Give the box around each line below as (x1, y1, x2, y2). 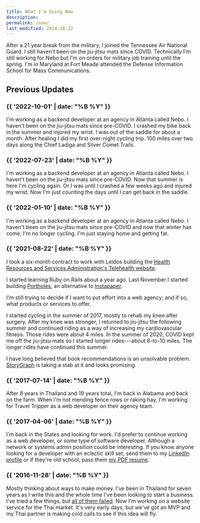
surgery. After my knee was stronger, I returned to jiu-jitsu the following (6, 318, 182, 325)
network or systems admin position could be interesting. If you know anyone (6, 444, 194, 451)
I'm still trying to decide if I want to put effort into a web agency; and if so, (6, 293, 188, 301)
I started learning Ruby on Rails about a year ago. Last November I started (6, 276, 188, 283)
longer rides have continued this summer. (6, 343, 109, 351)
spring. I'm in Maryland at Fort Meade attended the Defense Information (6, 61, 183, 68)
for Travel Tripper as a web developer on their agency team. (6, 403, 154, 410)
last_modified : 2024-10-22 (6, 25, 73, 32)
